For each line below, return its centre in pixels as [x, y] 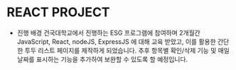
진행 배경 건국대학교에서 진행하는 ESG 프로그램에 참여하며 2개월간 [108, 33]
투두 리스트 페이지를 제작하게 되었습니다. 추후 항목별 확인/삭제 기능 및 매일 [127, 50]
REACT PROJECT [59, 12]
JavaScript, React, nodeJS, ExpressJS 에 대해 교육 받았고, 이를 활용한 [116, 41]
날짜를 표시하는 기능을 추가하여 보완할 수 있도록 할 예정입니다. [102, 59]
